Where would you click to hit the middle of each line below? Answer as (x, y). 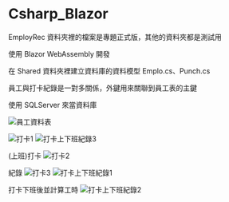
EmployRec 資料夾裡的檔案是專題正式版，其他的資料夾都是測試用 (115, 37)
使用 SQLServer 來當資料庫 (53, 105)
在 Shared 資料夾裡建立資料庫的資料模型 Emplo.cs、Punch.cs (109, 71)
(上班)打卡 (25, 156)
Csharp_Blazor (59, 14)
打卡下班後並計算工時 (43, 189)
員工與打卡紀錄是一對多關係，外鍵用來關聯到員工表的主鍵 (103, 88)
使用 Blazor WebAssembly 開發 (59, 53)
